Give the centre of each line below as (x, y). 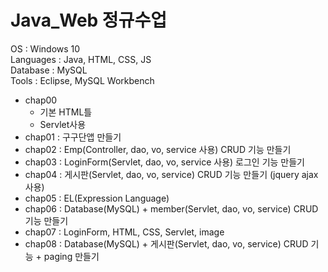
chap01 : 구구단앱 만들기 (73, 137)
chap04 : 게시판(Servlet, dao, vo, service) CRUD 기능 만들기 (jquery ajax (171, 174)
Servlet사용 (63, 124)
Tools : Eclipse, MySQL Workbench (82, 80)
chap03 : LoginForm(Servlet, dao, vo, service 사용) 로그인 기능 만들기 (164, 162)
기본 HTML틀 (66, 112)
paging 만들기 (71, 256)
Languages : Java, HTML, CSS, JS (81, 59)
